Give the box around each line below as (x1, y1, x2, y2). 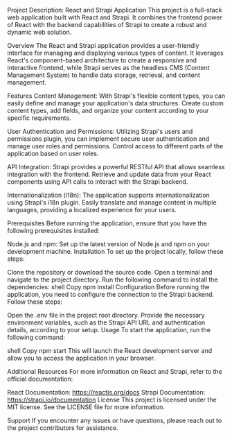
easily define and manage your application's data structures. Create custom (7, 99, 224, 107)
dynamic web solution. (7, 28, 72, 36)
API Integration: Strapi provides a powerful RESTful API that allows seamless (7, 163, 225, 171)
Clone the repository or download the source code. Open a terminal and (7, 268, 213, 276)
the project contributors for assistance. (7, 424, 119, 432)
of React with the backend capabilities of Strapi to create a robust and (7, 21, 207, 28)
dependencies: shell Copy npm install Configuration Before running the (7, 283, 210, 291)
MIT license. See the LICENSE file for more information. (7, 403, 165, 411)
